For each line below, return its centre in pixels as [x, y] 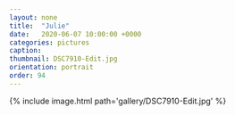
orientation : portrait [51, 68]
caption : [25, 51]
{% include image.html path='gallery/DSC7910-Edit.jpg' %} [118, 101]
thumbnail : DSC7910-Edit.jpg [63, 59]
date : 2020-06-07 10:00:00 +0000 [76, 34]
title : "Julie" [39, 26]
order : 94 [28, 76]
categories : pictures [50, 42]
